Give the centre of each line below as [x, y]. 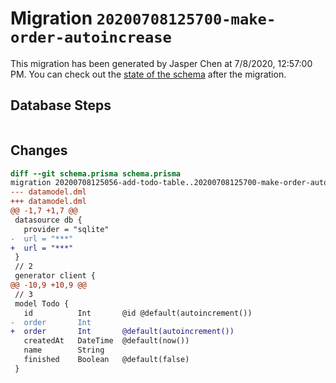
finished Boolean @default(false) [106, 360]
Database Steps [61, 105]
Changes [39, 150]
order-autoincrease [91, 37]
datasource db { [48, 220]
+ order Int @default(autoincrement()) [122, 332]
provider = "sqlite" [66, 229]
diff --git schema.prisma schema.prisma [96, 173]
